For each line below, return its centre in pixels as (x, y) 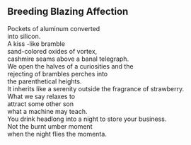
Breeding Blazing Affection (68, 12)
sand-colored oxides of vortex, (52, 51)
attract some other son (41, 104)
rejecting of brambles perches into (58, 74)
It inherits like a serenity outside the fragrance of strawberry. (96, 88)
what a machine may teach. (47, 111)
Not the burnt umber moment (50, 126)
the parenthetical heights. (45, 81)
